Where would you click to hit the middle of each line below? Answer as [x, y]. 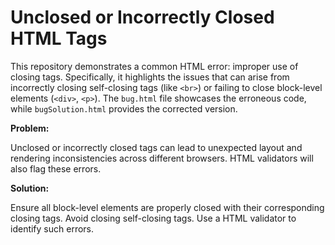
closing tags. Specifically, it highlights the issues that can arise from [150, 77]
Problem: [30, 128]
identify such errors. [52, 228]
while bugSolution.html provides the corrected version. [124, 108]
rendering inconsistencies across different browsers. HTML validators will [162, 158]
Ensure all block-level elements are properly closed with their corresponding [167, 207]
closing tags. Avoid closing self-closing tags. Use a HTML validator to [153, 218]
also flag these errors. [56, 168]
